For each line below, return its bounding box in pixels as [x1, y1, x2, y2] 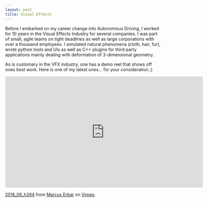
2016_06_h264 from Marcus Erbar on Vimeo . [5, 191, 96, 198]
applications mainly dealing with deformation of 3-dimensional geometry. [5, 51, 154, 57]
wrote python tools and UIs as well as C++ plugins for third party [5, 46, 137, 52]
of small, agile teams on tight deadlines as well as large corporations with [5, 36, 155, 42]
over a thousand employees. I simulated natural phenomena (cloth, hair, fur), [5, 41, 161, 47]
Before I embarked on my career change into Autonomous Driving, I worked [5, 25, 159, 31]
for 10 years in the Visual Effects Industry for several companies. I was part [5, 31, 158, 37]
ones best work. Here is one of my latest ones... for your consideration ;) [5, 66, 153, 72]
